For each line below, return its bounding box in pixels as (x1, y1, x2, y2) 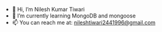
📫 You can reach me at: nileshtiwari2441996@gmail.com (12, 19, 156, 26)
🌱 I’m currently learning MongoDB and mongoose (12, 12, 136, 19)
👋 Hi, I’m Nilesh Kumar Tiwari (12, 6, 85, 13)
